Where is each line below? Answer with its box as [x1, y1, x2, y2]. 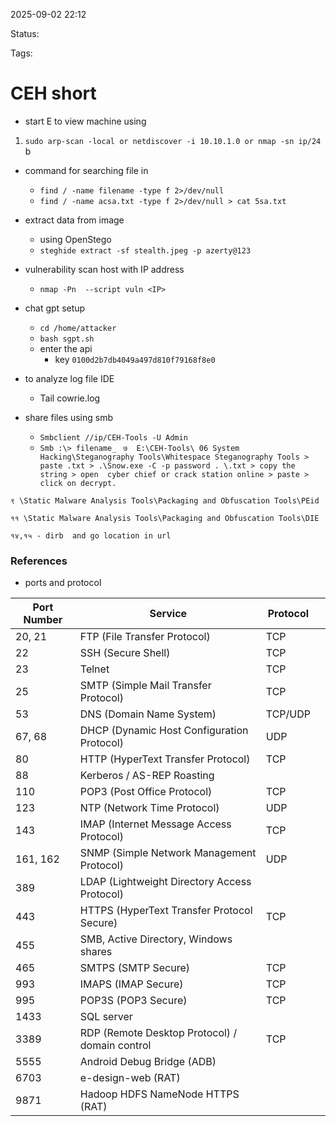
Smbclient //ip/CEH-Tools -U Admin [39, 432, 188, 443]
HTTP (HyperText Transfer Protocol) [79, 752, 251, 766]
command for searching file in [24, 164, 149, 176]
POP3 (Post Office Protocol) [79, 785, 213, 799]
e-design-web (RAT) [79, 1071, 181, 1085]
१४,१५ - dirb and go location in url [10, 530, 172, 541]
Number [23, 613, 63, 627]
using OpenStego [39, 233, 112, 245]
